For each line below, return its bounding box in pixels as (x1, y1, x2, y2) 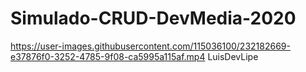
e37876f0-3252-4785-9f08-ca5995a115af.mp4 (10, 50, 206, 62)
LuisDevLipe (207, 50, 259, 62)
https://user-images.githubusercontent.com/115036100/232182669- (10, 40, 291, 52)
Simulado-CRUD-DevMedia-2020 (10, 7, 297, 30)
